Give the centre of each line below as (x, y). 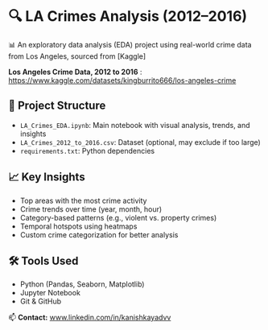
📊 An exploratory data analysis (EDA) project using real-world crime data (130, 44)
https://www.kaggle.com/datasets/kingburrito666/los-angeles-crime (122, 80)
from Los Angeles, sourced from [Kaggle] (77, 56)
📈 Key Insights (47, 177)
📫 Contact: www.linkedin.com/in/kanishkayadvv (90, 318)
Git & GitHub (41, 301)
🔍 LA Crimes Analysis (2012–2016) (128, 16)
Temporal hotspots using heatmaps (78, 226)
